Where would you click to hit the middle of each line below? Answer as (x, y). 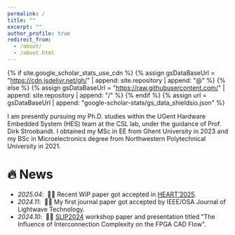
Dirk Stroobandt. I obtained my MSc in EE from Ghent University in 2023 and (118, 131)
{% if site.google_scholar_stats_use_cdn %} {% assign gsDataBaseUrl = (111, 73)
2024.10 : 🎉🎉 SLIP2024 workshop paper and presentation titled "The (116, 216)
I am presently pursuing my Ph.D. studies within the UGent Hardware (106, 116)
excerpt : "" (25, 27)
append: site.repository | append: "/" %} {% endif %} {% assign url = (107, 95)
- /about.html (34, 53)
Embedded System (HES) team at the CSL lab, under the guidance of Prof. (115, 123)
